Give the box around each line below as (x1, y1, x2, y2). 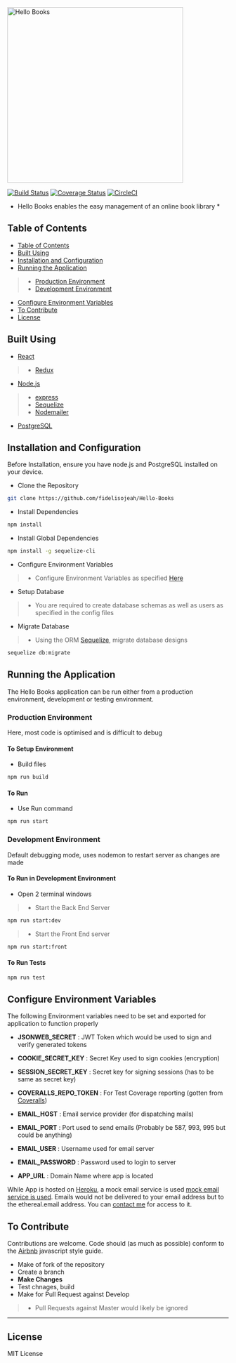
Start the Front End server (34, 930, 110, 938)
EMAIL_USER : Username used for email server (17, 1145, 155, 1153)
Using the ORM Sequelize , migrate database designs (34, 636, 188, 645)
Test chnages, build (17, 1283, 75, 1291)
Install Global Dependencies (17, 534, 99, 543)
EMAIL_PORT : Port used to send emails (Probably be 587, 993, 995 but (17, 1124, 226, 1132)
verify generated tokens (17, 1041, 87, 1049)
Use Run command (17, 804, 73, 813)
